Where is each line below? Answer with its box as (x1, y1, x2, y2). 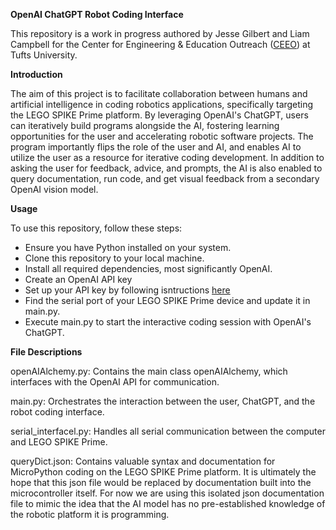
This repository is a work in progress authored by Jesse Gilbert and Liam (10, 28, 310, 39)
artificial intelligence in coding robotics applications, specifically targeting (10, 99, 314, 110)
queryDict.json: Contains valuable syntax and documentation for (10, 455, 276, 467)
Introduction (10, 69, 63, 80)
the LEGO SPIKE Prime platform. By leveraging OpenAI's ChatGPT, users (10, 109, 309, 121)
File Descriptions (10, 346, 83, 358)
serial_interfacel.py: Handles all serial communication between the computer (10, 425, 326, 437)
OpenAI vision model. (10, 184, 99, 195)
